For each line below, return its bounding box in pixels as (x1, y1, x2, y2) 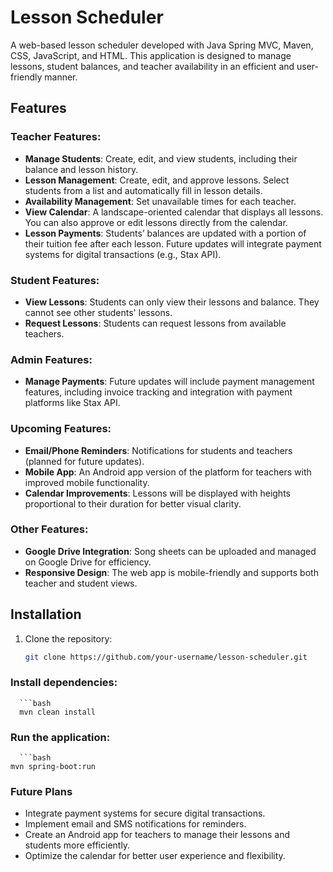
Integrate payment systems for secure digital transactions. (24, 807, 266, 820)
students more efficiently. (24, 839, 131, 851)
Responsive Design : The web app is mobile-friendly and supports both (24, 566, 319, 578)
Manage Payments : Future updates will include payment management (24, 376, 315, 388)
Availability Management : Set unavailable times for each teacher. (24, 195, 297, 207)
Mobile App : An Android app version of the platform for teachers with (24, 466, 312, 478)
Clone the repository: (24, 632, 113, 645)
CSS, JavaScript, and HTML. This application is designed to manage (10, 49, 292, 61)
